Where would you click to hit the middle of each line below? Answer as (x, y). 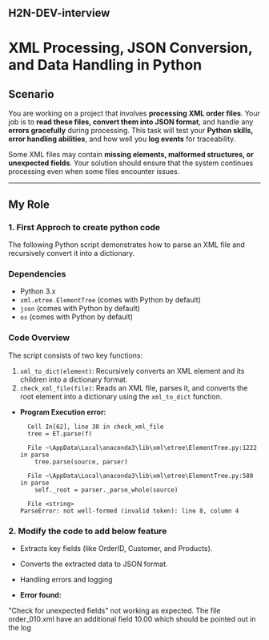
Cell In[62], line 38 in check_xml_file (96, 427)
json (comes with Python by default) (80, 309)
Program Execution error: (63, 411)
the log (20, 627)
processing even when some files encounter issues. (94, 172)
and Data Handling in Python (105, 65)
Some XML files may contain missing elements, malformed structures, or (131, 155)
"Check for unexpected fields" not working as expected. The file (114, 610)
